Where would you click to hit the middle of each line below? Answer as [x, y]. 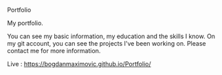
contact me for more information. [54, 51]
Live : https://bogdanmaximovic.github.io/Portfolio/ [79, 64]
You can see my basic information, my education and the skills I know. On [111, 36]
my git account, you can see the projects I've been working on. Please [107, 43]
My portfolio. [25, 23]
